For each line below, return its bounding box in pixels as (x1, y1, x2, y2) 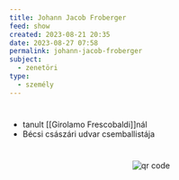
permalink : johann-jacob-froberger (9, 47, 143, 56)
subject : (9, 55, 42, 64)
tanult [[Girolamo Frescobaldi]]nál (22, 119, 148, 130)
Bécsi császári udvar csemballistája (22, 128, 156, 139)
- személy (17, 80, 54, 89)
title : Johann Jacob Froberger (9, 13, 127, 22)
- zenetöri (17, 64, 58, 73)
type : (9, 72, 30, 81)
